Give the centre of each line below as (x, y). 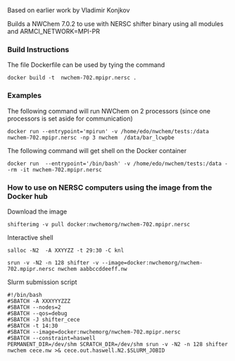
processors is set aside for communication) (70, 118)
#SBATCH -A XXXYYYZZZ (39, 301)
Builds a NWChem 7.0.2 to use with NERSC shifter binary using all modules (115, 24)
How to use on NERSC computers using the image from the (110, 188)
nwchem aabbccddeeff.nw (93, 269)
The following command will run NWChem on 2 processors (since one (109, 111)
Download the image (37, 212)
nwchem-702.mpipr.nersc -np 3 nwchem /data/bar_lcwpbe (91, 137)
